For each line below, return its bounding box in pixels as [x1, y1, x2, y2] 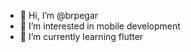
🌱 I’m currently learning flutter [19, 31, 144, 42]
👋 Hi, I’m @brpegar [19, 10, 99, 21]
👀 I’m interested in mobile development [19, 20, 181, 32]
